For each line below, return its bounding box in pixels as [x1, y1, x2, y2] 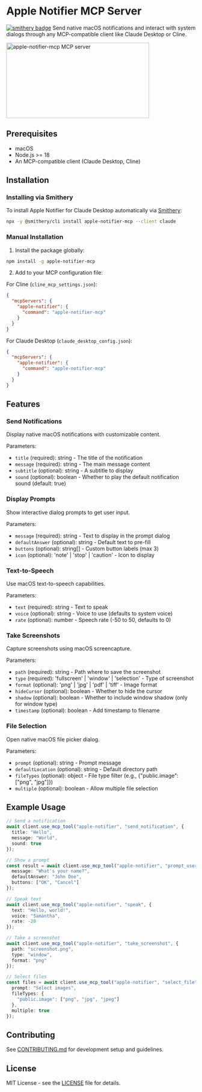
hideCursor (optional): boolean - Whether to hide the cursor [14, 688, 162, 695]
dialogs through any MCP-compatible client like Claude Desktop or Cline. [6, 30, 187, 37]
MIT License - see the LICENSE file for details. [6, 1079, 121, 1087]
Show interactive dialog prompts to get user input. [6, 509, 130, 516]
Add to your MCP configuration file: [14, 269, 103, 276]
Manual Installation [6, 233, 64, 241]
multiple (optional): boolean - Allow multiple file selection [14, 784, 158, 792]
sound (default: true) [14, 480, 66, 487]
